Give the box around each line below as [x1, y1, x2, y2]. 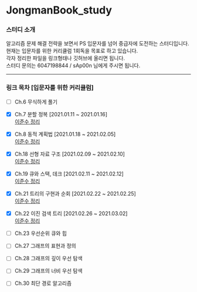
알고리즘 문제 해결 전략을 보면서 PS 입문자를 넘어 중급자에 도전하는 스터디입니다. [6, 40, 189, 47]
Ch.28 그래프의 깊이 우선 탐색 [14, 255, 83, 262]
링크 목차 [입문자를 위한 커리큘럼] [6, 83, 94, 92]
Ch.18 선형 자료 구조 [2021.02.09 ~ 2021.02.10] [14, 150, 125, 157]
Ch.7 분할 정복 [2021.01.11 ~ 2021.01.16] [14, 110, 107, 118]
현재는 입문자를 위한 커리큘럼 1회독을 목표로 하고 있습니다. [6, 48, 138, 55]
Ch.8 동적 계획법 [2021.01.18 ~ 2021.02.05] [14, 130, 116, 137]
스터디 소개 [6, 26, 36, 34]
